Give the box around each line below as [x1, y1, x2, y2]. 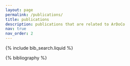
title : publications [5, 17, 50, 22]
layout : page [5, 7, 33, 13]
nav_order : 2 [5, 31, 33, 36]
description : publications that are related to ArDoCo [5, 21, 125, 27]
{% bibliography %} [5, 55, 47, 61]
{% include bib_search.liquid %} [5, 45, 73, 51]
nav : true [5, 26, 27, 31]
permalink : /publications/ [5, 12, 63, 17]
